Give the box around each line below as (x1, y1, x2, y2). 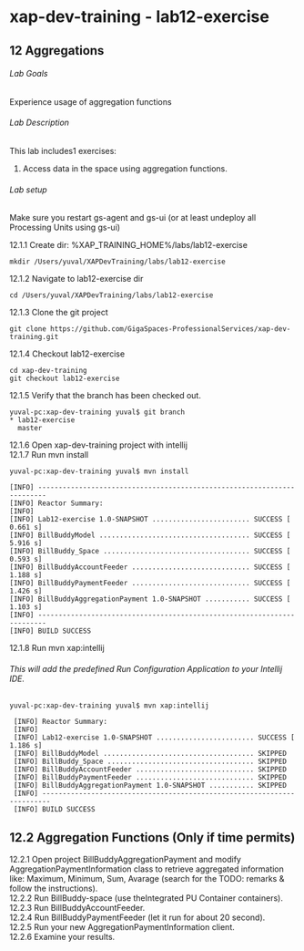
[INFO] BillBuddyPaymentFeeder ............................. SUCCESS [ (9, 579, 291, 588)
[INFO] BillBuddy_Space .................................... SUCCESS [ (9, 547, 291, 556)
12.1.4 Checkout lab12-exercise (9, 348, 126, 359)
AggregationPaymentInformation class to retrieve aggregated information (9, 863, 285, 874)
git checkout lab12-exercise (9, 374, 120, 384)
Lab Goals (9, 68, 48, 79)
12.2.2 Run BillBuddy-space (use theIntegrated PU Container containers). (9, 893, 284, 904)
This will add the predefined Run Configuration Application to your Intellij (9, 663, 283, 674)
